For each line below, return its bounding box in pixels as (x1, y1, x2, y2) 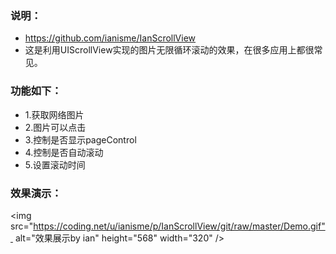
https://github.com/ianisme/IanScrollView (24, 32, 197, 44)
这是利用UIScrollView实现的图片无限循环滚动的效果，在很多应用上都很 (24, 44, 315, 56)
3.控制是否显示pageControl (24, 133, 137, 146)
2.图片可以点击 (24, 121, 87, 133)
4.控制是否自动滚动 (24, 146, 104, 158)
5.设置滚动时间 (24, 158, 86, 171)
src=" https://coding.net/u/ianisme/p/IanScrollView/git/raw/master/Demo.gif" (10, 220, 326, 232)
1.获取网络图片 (24, 108, 85, 121)
